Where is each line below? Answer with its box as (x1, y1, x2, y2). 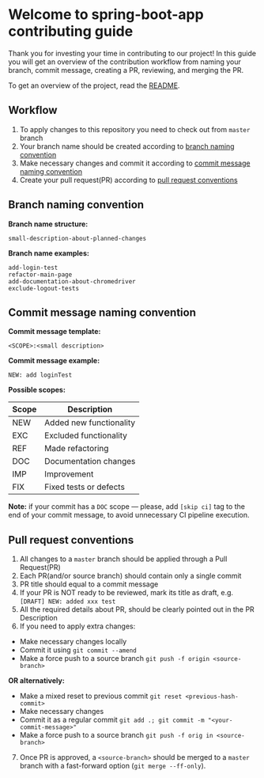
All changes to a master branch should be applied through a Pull (19, 554, 228, 564)
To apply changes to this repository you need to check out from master (19, 124, 251, 134)
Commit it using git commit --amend (19, 645, 137, 655)
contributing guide (8, 22, 134, 40)
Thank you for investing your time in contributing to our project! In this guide (8, 48, 257, 58)
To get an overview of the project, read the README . (8, 81, 180, 90)
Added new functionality (44, 417, 136, 428)
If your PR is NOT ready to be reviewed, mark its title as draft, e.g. (19, 588, 234, 598)
